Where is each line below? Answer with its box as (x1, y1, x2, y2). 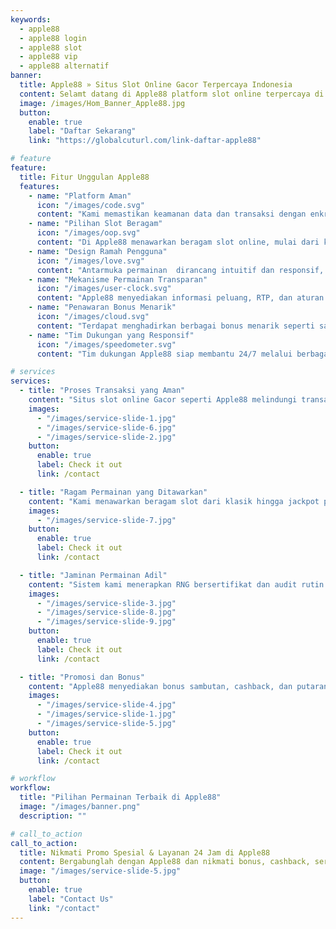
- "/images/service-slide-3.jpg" (36, 598, 177, 608)
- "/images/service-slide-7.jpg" (36, 515, 177, 525)
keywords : (10, 14, 52, 25)
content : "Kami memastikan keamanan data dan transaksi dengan (36, 209, 307, 220)
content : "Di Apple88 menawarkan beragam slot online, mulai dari (36, 237, 320, 247)
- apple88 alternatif (19, 61, 110, 71)
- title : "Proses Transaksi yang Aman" (19, 386, 186, 396)
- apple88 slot (19, 42, 83, 53)
